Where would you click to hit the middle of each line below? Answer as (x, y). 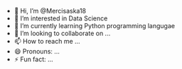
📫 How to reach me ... (47, 41)
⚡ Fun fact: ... (33, 59)
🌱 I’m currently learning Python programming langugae (95, 26)
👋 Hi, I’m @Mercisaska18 (50, 11)
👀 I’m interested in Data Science (61, 18)
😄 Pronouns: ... (37, 51)
